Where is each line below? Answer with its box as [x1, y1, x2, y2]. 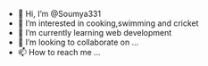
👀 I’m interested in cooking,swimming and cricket [17, 18, 199, 29]
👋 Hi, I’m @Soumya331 [17, 9, 101, 19]
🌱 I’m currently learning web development [17, 28, 172, 37]
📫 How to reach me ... [17, 47, 101, 57]
